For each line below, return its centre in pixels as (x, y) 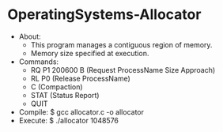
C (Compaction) (57, 87)
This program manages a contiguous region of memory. (121, 44)
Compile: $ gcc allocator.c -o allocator (81, 111)
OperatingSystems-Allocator (104, 15)
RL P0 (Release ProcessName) (81, 78)
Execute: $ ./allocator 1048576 (69, 120)
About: (30, 36)
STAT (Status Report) (65, 95)
